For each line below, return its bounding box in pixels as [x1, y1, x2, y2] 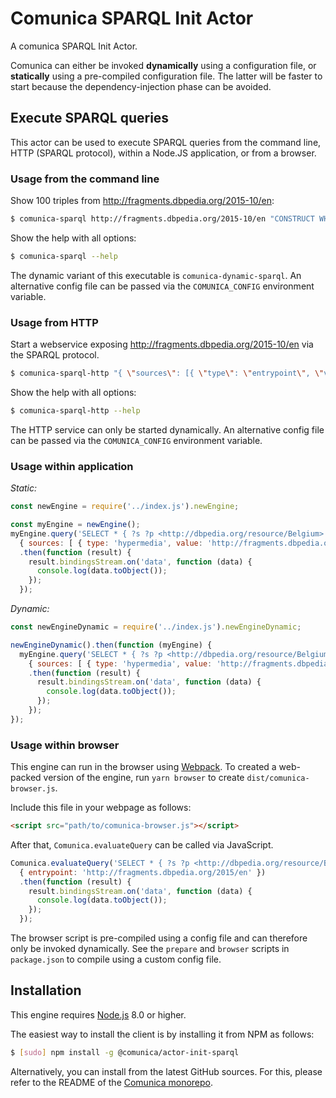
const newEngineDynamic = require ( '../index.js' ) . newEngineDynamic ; [10, 622, 302, 632]
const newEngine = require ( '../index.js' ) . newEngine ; [10, 502, 240, 512]
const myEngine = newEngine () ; [10, 520, 141, 530]
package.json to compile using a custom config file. [10, 953, 222, 966]
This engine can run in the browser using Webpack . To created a [10, 761, 277, 773]
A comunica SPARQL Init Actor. [10, 40, 138, 52]
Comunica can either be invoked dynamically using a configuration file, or [10, 59, 317, 71]
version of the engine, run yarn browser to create [43, 772, 245, 784]
